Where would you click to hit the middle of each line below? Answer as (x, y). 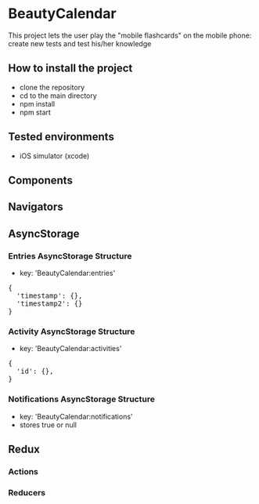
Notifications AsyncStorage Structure (81, 399)
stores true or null (48, 425)
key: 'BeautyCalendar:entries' (67, 273)
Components (40, 180)
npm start (35, 112)
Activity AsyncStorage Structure (72, 332)
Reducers (27, 492)
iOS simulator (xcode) (54, 156)
